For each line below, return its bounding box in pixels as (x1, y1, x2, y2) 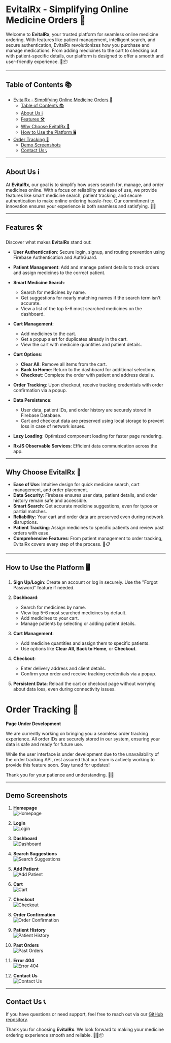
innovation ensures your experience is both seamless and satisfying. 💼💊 (6, 203, 156, 209)
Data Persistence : (13, 397, 52, 403)
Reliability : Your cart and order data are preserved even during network (13, 514, 164, 520)
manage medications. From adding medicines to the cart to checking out (6, 47, 158, 53)
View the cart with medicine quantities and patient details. (20, 342, 142, 348)
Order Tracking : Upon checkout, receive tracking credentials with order (13, 382, 164, 388)
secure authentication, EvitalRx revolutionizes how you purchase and (6, 42, 150, 48)
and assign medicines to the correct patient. (13, 270, 106, 276)
